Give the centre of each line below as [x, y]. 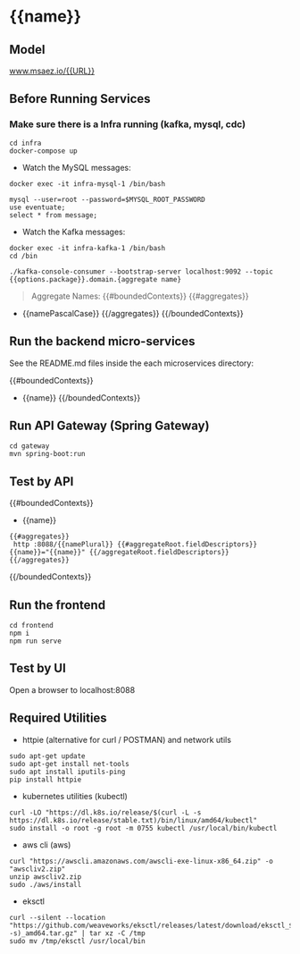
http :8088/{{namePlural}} [63, 545]
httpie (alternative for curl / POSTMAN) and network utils [127, 739]
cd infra [25, 143]
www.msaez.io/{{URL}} [52, 71]
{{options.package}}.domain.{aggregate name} [95, 279]
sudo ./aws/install [46, 884]
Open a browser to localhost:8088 [72, 689]
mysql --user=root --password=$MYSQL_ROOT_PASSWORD [107, 199]
